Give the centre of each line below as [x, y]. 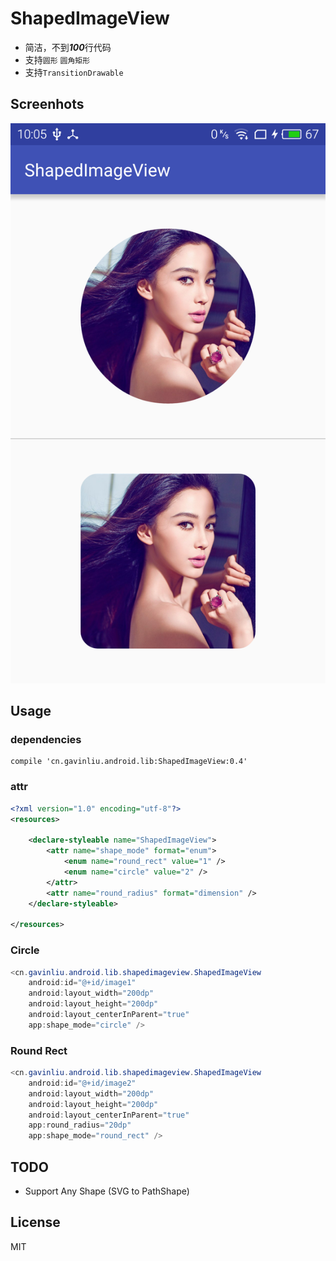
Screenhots [47, 104]
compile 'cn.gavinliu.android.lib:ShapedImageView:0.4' [129, 762]
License [35, 1222]
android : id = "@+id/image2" [82, 1083]
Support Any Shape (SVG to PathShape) [107, 1191]
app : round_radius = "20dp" [80, 1125]
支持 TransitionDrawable [74, 72]
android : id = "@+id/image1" [82, 983]
